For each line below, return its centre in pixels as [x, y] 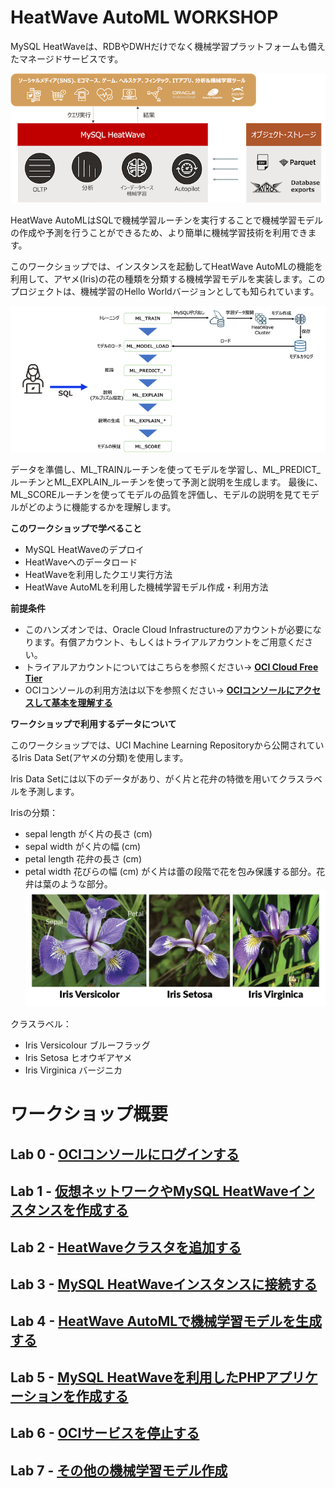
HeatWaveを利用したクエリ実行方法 [98, 575]
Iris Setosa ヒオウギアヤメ [78, 1058]
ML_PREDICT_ [291, 470]
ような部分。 [86, 884]
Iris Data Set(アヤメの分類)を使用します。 [103, 758]
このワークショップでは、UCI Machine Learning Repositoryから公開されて [163, 745]
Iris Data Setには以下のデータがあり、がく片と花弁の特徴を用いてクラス [157, 779]
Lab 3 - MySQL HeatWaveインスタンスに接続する [164, 1284]
